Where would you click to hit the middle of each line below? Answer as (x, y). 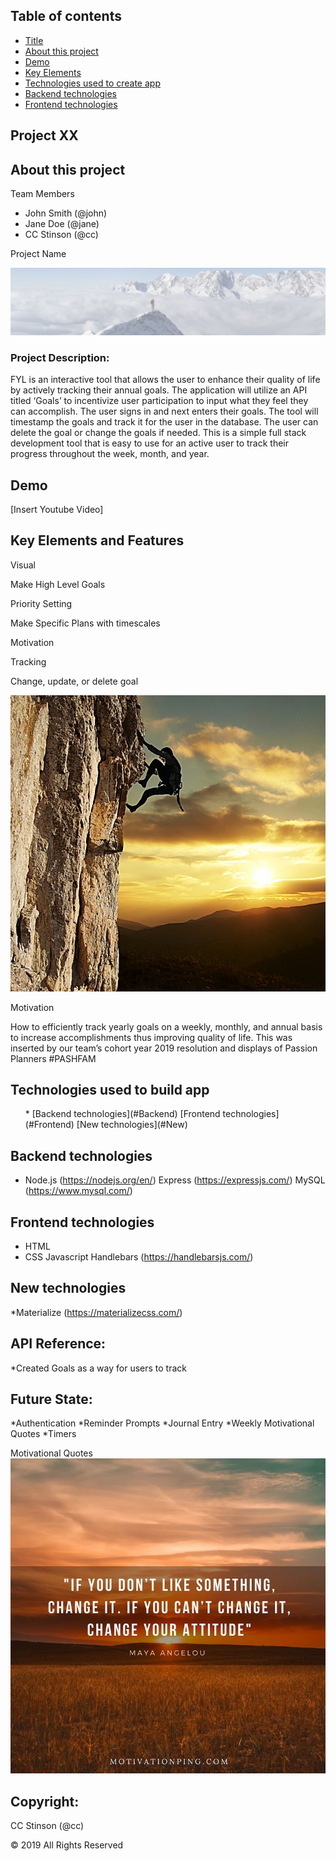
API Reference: (58, 1344)
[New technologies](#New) (132, 1125)
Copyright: (45, 1801)
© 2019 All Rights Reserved (67, 1845)
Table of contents (66, 16)
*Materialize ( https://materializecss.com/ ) (96, 1312)
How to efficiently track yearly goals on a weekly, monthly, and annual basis (166, 1026)
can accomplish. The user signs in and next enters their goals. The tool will (164, 411)
